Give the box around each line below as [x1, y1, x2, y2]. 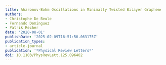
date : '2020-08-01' [5, 30, 45, 35]
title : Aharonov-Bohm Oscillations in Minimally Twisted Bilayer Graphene [5, 7, 163, 12]
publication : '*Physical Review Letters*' [5, 48, 94, 53]
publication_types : [5, 39, 45, 44]
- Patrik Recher [5, 25, 39, 30]
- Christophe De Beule [5, 16, 52, 21]
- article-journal [5, 43, 43, 48]
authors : [5, 12, 23, 17]
